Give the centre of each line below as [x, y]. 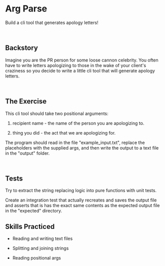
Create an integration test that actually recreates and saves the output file [81, 200]
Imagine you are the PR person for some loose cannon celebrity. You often [82, 60]
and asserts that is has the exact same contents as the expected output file [82, 205]
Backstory [22, 48]
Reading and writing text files [42, 238]
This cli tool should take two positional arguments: [57, 113]
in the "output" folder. [27, 153]
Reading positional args [36, 258]
